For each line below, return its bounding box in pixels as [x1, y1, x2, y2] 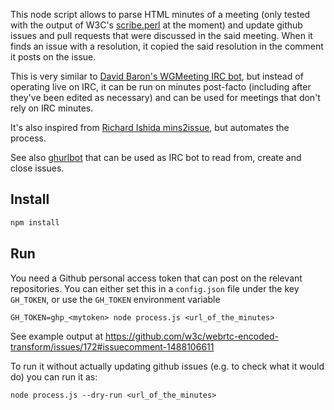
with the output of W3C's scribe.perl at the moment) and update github [10, 19, 303, 31]
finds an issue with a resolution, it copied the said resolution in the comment [10, 40, 324, 52]
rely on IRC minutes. [10, 102, 94, 114]
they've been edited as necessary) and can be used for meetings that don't [10, 92, 321, 103]
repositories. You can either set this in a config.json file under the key [10, 282, 300, 294]
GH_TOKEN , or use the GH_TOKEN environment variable [10, 293, 221, 305]
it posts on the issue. [10, 51, 97, 63]
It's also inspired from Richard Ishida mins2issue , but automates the [10, 122, 290, 133]
